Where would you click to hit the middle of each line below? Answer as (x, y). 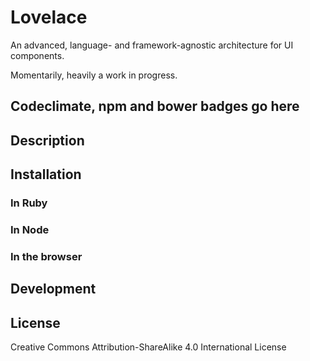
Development (53, 289)
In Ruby (29, 203)
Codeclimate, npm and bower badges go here (155, 106)
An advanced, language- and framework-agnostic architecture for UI (152, 45)
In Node (30, 229)
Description (47, 140)
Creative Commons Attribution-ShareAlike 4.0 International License (148, 347)
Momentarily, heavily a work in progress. (94, 75)
